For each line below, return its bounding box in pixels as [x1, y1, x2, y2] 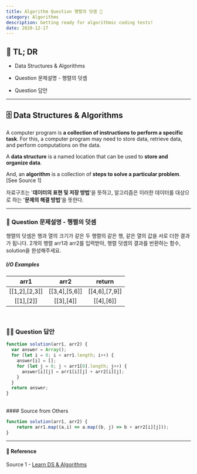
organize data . [6, 159, 42, 166]
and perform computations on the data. [6, 142, 101, 149]
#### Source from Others [6, 408, 69, 415]
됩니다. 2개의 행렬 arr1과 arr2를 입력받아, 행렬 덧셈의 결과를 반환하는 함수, [12, 240, 181, 247]
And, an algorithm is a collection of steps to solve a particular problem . [6, 170, 181, 177]
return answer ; [11, 385, 49, 391]
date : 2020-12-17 [6, 25, 49, 31]
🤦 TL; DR [6, 46, 38, 56]
